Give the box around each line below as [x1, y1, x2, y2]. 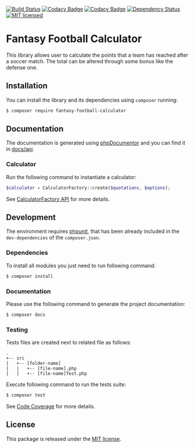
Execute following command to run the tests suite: [6, 381, 126, 388]
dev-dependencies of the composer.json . [6, 234, 101, 241]
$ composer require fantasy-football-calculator [6, 108, 126, 113]
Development [6, 212, 57, 222]
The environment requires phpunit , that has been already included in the [6, 228, 179, 235]
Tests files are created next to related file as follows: [6, 339, 132, 346]
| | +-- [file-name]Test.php [6, 371, 87, 377]
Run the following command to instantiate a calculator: [6, 173, 137, 181]
